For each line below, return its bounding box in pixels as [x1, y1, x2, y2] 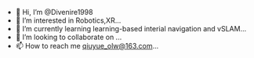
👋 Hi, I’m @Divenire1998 [15, 8, 93, 16]
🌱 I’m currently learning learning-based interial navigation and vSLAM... [15, 24, 247, 33]
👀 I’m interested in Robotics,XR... [15, 16, 122, 25]
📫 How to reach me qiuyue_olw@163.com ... [15, 42, 159, 50]
